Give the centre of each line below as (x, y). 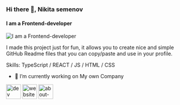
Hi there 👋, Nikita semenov (45, 9)
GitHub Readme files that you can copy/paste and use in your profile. (89, 54)
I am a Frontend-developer (39, 23)
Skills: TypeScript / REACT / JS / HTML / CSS (61, 65)
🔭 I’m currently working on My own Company (69, 76)
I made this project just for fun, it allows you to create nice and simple (90, 48)
